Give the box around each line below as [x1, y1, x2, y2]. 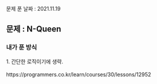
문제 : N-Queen [6, 24, 61, 34]
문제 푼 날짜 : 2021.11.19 [6, 5, 61, 12]
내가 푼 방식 [6, 43, 37, 51]
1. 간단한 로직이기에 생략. [6, 58, 64, 65]
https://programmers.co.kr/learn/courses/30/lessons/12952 [6, 70, 152, 78]
